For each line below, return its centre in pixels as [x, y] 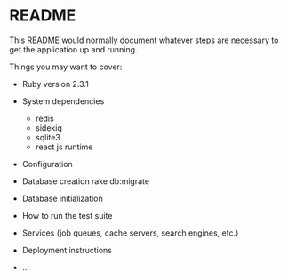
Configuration [47, 164]
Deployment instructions [67, 250]
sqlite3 [48, 137]
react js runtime [64, 147]
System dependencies [63, 101]
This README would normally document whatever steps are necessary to [144, 40]
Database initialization [63, 198]
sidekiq [48, 128]
